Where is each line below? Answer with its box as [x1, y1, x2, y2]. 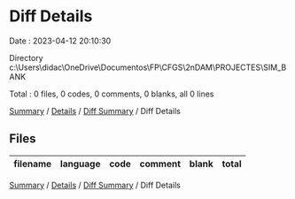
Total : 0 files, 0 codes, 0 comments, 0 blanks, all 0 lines [9, 88, 214, 99]
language [60, 157, 101, 170]
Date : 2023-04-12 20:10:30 [9, 35, 112, 46]
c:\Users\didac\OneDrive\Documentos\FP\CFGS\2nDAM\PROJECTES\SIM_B [9, 62, 287, 73]
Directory [9, 52, 43, 63]
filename [13, 157, 52, 170]
